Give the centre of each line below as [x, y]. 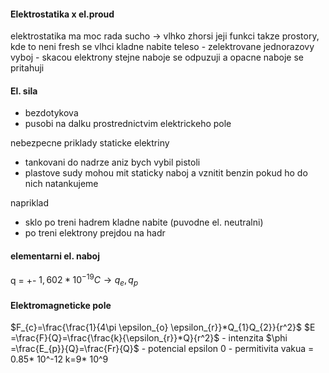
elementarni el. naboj [55, 256]
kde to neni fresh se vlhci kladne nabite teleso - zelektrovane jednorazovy [162, 47]
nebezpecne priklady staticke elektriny [90, 143]
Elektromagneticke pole [61, 305]
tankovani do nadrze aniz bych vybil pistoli [112, 162]
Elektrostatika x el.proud [62, 14]
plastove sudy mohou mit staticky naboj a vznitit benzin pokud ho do [166, 173]
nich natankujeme [61, 184]
